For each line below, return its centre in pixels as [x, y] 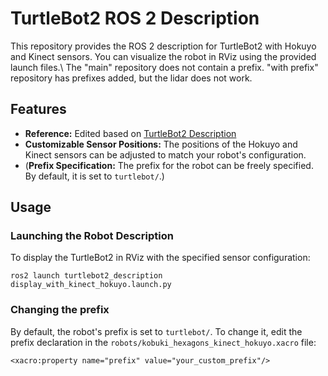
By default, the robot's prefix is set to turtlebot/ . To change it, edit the [156, 331]
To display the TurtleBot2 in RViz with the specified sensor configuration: [160, 258]
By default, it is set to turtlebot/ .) [94, 176]
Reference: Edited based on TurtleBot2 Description [130, 133]
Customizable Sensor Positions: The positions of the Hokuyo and [161, 144]
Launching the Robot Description [92, 236]
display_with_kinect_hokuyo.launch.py [91, 285]
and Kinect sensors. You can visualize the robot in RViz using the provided [163, 56]
